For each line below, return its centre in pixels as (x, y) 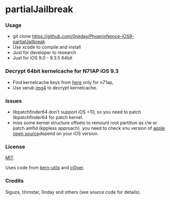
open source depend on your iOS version (55, 134)
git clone (22, 36)
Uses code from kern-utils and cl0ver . (45, 168)
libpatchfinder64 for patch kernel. (48, 118)
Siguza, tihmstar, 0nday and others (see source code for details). (73, 192)
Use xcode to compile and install (47, 47)
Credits (14, 181)
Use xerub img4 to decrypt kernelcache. (55, 88)
